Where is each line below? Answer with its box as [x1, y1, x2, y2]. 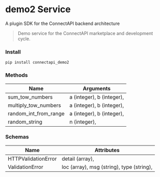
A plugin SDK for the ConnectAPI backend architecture [5, 20, 120, 26]
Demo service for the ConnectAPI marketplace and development [17, 30, 153, 36]
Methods [5, 72, 28, 79]
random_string [8, 118, 43, 125]
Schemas [5, 133, 29, 140]
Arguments [83, 85, 111, 92]
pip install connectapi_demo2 [5, 60, 70, 65]
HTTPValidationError [8, 155, 57, 162]
